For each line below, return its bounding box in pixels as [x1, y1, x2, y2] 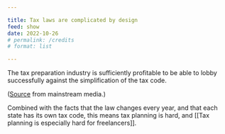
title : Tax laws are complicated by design [7, 16, 138, 23]
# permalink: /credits [7, 36, 75, 43]
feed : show [7, 23, 40, 30]
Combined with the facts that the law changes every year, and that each [7, 104, 218, 112]
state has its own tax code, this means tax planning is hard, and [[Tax [7, 111, 210, 120]
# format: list [7, 43, 53, 50]
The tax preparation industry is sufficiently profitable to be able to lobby [7, 69, 218, 77]
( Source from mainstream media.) [7, 90, 106, 99]
